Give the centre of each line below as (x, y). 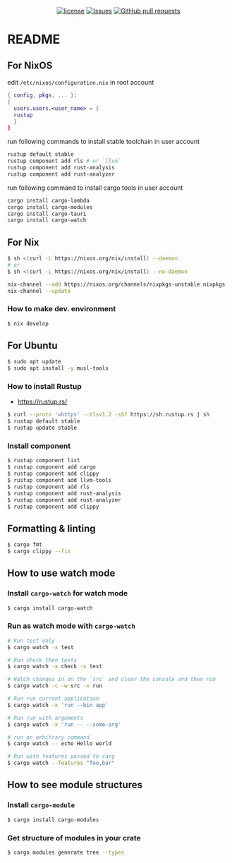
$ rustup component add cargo (52, 467)
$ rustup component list (44, 461)
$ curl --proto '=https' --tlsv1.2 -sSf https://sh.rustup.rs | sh (109, 415)
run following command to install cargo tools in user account (95, 188)
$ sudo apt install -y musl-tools (58, 368)
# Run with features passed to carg (61, 756)
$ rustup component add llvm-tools (60, 481)
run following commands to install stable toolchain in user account (103, 142)
